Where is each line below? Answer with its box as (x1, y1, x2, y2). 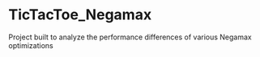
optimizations (8, 40, 54, 50)
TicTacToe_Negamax (8, 6, 152, 24)
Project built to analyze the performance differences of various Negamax (8, 32, 253, 42)
